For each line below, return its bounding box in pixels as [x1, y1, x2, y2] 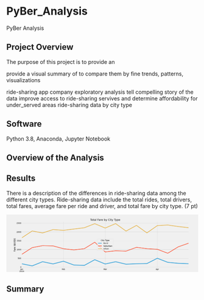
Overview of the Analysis [6, 152, 105, 162]
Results [6, 173, 36, 184]
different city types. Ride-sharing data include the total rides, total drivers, [6, 196, 192, 203]
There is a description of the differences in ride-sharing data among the [6, 189, 187, 197]
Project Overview [6, 42, 74, 52]
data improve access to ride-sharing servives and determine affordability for [6, 94, 198, 102]
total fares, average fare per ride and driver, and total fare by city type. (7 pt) [6, 202, 198, 209]
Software [6, 119, 42, 129]
